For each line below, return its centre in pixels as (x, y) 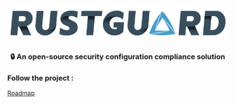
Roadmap (21, 93)
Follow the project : (41, 77)
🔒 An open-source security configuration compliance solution (118, 57)
